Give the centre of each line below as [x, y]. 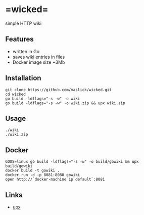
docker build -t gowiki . [32, 170]
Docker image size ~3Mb [39, 62]
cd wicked [16, 94]
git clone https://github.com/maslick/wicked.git [59, 90]
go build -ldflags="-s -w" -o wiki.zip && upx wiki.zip [65, 103]
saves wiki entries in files [39, 57]
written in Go [26, 51]
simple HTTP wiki [23, 23]
